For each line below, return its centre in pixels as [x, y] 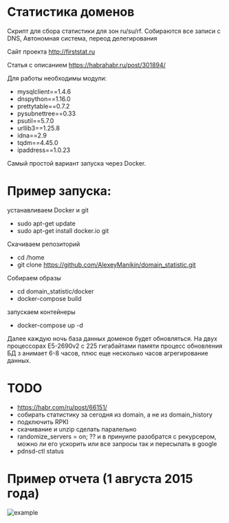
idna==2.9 [32, 135]
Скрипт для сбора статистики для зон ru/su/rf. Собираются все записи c [114, 31]
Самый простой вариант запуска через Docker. [77, 163]
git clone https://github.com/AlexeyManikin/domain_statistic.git [106, 265]
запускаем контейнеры [41, 312]
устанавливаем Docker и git [48, 210]
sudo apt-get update [46, 223]
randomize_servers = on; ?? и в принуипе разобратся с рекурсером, [117, 436]
